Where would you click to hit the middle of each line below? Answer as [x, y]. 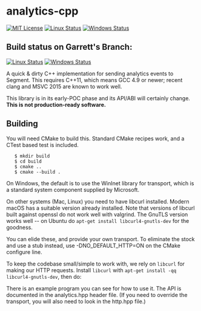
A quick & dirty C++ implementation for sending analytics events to [90, 73]
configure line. [24, 252]
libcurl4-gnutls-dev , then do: [44, 276]
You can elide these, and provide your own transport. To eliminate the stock [100, 239]
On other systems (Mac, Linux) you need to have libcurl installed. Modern [98, 201]
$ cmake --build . [38, 172]
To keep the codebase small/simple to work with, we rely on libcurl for [96, 264]
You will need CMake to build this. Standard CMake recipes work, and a [95, 138]
